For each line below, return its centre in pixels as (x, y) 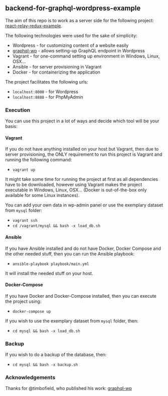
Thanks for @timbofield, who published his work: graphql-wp (68, 388)
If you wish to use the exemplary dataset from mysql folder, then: (72, 321)
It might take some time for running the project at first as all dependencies (82, 179)
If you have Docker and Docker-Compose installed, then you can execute (81, 296)
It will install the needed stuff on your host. (49, 273)
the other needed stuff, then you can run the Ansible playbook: (70, 253)
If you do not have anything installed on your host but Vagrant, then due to (82, 149)
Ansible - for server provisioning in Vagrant (57, 67)
